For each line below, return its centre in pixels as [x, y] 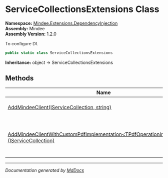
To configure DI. [22, 43]
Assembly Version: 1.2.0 [31, 34]
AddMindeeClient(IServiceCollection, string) [59, 107]
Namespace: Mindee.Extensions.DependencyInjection [61, 23]
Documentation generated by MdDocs [44, 170]
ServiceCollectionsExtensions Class [82, 9]
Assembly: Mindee [25, 28]
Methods [19, 78]
